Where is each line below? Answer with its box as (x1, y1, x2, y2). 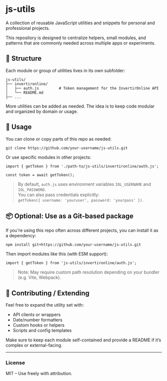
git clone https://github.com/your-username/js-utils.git (5, 145, 128, 151)
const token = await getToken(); (5, 172, 75, 177)
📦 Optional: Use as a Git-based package (5, 212, 134, 220)
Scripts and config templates (12, 327, 72, 333)
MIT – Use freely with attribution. (5, 371, 73, 377)
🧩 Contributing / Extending (5, 289, 90, 297)
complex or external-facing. (5, 342, 62, 348)
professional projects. (5, 25, 50, 31)
